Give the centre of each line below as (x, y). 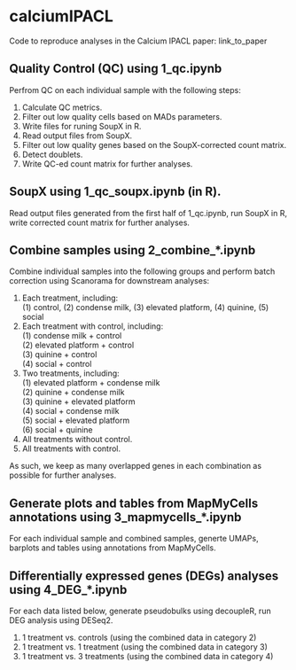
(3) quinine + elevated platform (78, 401)
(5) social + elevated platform (76, 421)
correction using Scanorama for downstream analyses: (109, 281)
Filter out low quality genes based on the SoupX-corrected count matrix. (154, 144)
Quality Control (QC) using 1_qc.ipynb (116, 69)
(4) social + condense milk (70, 411)
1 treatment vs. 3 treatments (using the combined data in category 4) (148, 656)
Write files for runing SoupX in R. (82, 126)
